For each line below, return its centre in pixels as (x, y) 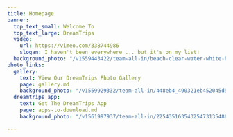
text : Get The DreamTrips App (63, 104)
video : (23, 39)
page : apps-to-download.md (59, 110)
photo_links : (26, 65)
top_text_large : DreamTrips (54, 33)
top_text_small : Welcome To (54, 26)
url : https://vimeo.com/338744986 (69, 46)
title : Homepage (31, 13)
